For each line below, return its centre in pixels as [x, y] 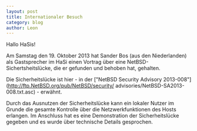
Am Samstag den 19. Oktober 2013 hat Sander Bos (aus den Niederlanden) [96, 56]
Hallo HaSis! [21, 44]
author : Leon [22, 28]
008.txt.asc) [21, 92]
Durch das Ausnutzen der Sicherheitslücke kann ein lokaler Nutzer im [90, 104]
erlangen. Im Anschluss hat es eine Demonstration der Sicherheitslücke [93, 116]
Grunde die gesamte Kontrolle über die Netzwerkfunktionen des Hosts [91, 109]
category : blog [25, 22]
